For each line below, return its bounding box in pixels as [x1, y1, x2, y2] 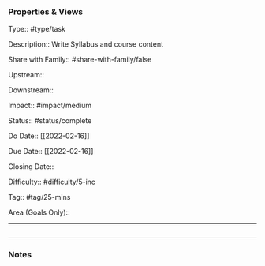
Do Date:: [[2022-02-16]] [8, 131, 90, 140]
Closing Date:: [8, 162, 54, 171]
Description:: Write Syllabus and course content [8, 39, 164, 49]
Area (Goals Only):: [8, 208, 70, 217]
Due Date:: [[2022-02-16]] [8, 147, 94, 156]
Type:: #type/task [8, 24, 65, 34]
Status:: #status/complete [8, 116, 92, 126]
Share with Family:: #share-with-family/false [8, 54, 152, 65]
